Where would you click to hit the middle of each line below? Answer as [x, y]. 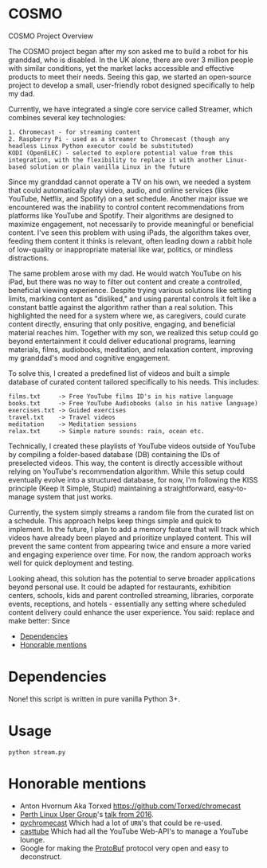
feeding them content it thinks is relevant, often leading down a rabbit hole [130, 240]
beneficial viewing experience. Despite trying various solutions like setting [130, 290]
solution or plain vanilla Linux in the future [110, 167]
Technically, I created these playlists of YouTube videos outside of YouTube [132, 446]
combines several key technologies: [67, 117]
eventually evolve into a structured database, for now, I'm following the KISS [133, 479]
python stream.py [37, 752]
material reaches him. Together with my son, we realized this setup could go [133, 332]
